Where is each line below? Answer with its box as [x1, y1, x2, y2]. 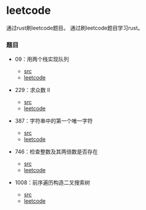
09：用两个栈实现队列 [14, 55, 69, 63]
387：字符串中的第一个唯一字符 [14, 117, 93, 125]
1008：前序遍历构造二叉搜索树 [14, 179, 90, 187]
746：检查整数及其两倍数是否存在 [14, 148, 98, 155]
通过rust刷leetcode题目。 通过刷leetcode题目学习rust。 [6, 24, 144, 31]
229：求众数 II [14, 87, 51, 94]
